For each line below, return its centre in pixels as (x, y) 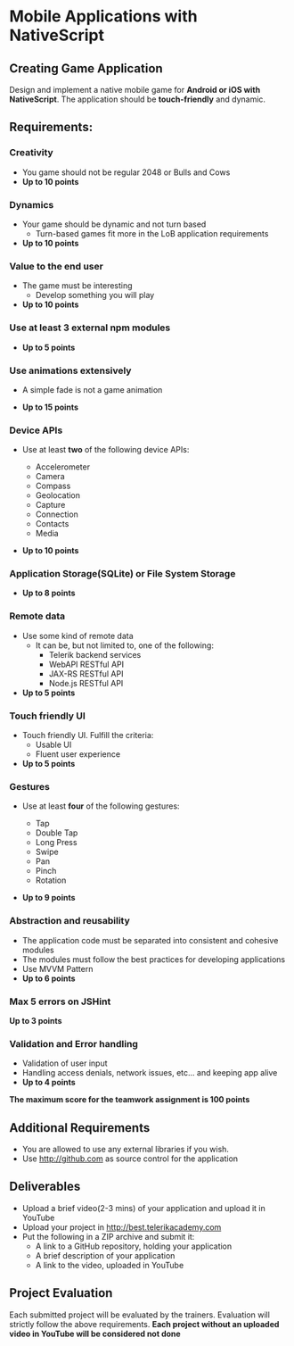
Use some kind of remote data (78, 636)
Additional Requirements (80, 1128)
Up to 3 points (36, 1020)
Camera (50, 477)
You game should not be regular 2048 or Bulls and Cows (126, 172)
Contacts (52, 524)
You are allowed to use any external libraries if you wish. (126, 1150)
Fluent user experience (78, 754)
